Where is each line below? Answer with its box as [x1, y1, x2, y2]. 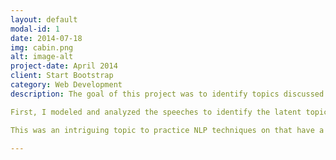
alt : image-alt [10, 52, 74, 62]
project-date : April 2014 [10, 61, 118, 71]
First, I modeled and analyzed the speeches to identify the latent [10, 107, 302, 117]
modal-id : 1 [10, 24, 60, 34]
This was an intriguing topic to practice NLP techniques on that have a [10, 125, 325, 135]
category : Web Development [10, 80, 123, 90]
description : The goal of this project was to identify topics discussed [10, 89, 325, 99]
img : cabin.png [10, 42, 74, 53]
